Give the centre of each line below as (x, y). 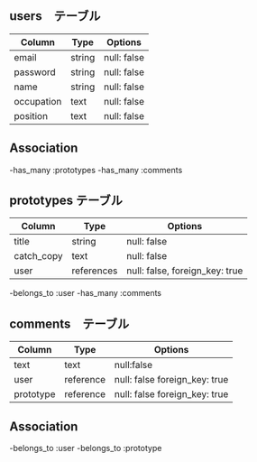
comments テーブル (69, 323)
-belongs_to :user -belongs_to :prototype (86, 448)
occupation (38, 101)
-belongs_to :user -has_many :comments (86, 293)
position (31, 115)
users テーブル (55, 16)
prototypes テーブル (66, 201)
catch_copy (38, 256)
